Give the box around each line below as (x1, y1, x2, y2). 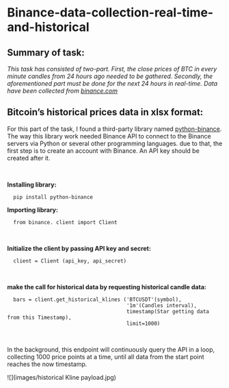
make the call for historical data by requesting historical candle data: (7, 282, 206, 291)
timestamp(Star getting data (126, 308, 210, 315)
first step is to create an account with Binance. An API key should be (7, 146, 200, 155)
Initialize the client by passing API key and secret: (7, 244, 152, 252)
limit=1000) (126, 320, 161, 327)
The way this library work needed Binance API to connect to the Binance (7, 132, 211, 140)
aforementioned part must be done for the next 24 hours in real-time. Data (7, 80, 218, 87)
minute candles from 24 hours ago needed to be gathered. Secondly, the (7, 72, 213, 80)
